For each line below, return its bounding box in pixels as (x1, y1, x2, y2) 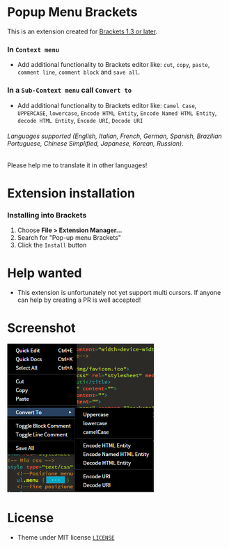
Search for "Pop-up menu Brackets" (17, 234, 122, 242)
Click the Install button (17, 241, 87, 250)
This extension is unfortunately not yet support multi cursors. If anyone (17, 289, 221, 297)
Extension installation (7, 185, 136, 201)
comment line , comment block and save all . (17, 68, 141, 77)
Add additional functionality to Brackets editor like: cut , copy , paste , (17, 61, 210, 69)
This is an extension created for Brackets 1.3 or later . (7, 27, 158, 36)
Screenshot (7, 320, 76, 336)
